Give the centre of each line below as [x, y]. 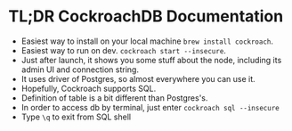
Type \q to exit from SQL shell [76, 117]
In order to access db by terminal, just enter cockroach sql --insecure [150, 107]
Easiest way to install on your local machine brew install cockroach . [147, 41]
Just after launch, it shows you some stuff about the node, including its [151, 60]
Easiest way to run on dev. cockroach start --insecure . [123, 50]
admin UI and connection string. [80, 70]
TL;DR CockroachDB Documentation [146, 16]
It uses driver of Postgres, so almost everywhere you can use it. [138, 78]
